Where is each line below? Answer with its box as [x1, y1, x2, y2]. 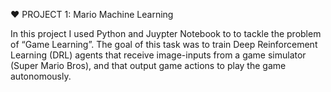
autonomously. [10, 70, 72, 82]
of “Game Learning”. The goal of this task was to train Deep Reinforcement [10, 39, 318, 50]
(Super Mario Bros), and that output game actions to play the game [10, 60, 287, 71]
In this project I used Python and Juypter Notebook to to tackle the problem [10, 28, 322, 39]
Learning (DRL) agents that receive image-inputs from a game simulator [10, 49, 307, 61]
